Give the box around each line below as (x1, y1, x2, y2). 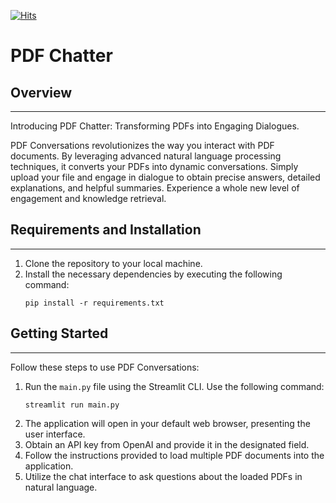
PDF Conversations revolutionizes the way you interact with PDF (10, 140, 275, 151)
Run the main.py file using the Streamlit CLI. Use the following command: (24, 380, 325, 392)
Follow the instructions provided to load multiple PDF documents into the (24, 449, 325, 461)
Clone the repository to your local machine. (24, 257, 203, 269)
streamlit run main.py (24, 400, 120, 410)
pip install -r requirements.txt (24, 298, 165, 308)
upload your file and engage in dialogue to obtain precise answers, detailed (10, 171, 321, 183)
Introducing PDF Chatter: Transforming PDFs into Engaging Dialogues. (10, 120, 300, 132)
